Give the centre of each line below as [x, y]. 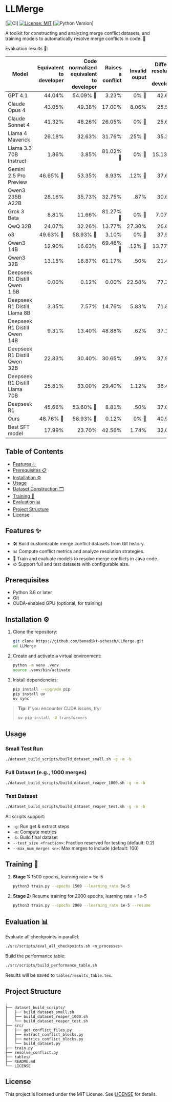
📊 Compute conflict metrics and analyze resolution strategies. [79, 551]
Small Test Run [24, 749]
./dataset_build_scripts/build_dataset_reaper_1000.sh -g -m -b [75, 783]
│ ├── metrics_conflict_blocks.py [44, 1039]
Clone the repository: [35, 632]
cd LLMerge [24, 646]
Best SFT [19, 427]
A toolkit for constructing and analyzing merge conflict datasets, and [78, 33]
